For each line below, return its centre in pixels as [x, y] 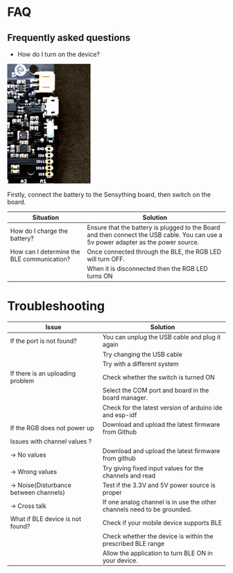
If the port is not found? [44, 341]
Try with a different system [141, 364]
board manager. [126, 398]
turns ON [100, 276]
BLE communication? [40, 259]
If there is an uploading [43, 373]
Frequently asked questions [69, 38]
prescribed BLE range [134, 543]
